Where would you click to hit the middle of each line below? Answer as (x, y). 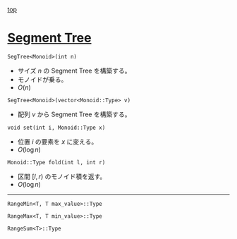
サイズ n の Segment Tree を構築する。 (74, 71)
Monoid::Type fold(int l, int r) (56, 162)
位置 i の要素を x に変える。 (57, 141)
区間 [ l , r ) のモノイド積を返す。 (62, 176)
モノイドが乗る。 (42, 79)
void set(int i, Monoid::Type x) (56, 128)
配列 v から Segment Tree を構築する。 (74, 114)
